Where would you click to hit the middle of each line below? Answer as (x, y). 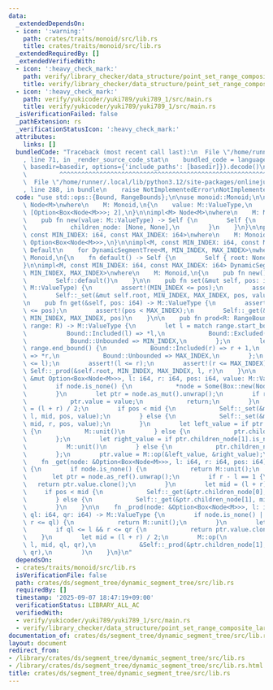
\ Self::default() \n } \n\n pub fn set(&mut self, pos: (141, 280)
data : (17, 16)
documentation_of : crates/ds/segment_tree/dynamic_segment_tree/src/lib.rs (139, 636)
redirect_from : (34, 651)
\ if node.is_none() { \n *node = (112, 386)
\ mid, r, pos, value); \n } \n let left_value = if (136, 424)
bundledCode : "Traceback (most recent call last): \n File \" (123, 152)
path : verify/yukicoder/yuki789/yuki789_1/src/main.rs (118, 99)
